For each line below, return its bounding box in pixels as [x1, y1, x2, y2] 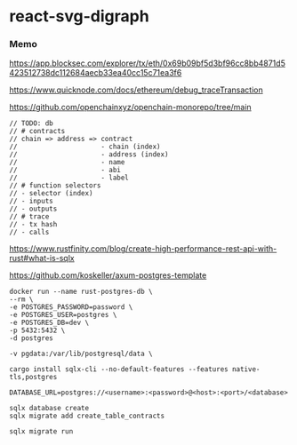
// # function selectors [9, 181, 101, 190]
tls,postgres [9, 373, 58, 382]
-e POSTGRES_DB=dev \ [9, 318, 90, 328]
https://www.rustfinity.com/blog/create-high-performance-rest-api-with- [9, 243, 277, 254]
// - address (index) [9, 150, 169, 159]
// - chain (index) [9, 142, 162, 152]
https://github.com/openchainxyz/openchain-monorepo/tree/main [9, 102, 252, 113]
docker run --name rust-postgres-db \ [9, 287, 153, 297]
